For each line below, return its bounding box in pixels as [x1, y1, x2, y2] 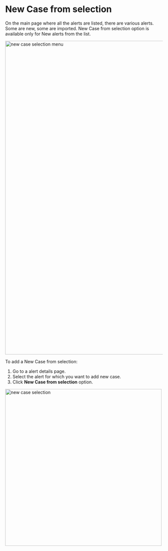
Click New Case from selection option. [12, 379, 93, 385]
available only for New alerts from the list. [5, 31, 91, 37]
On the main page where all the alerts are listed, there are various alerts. [5, 20, 154, 26]
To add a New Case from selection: [5, 358, 78, 364]
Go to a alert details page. [12, 368, 66, 374]
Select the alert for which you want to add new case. [12, 373, 121, 379]
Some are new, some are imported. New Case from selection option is [5, 25, 149, 31]
